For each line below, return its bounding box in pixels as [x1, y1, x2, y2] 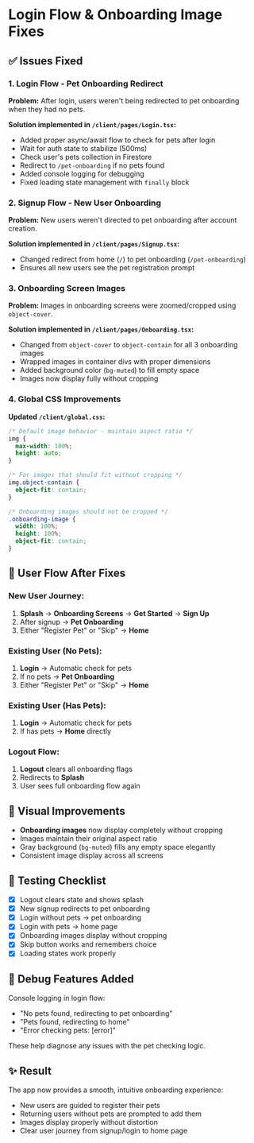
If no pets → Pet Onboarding [19, 672, 115, 681]
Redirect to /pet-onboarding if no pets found [19, 161, 165, 170]
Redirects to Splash [19, 773, 85, 782]
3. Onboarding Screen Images [8, 283, 125, 294]
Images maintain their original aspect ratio [19, 834, 157, 843]
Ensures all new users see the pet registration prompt [19, 263, 195, 273]
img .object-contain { [8, 479, 80, 486]
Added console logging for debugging [19, 169, 144, 178]
